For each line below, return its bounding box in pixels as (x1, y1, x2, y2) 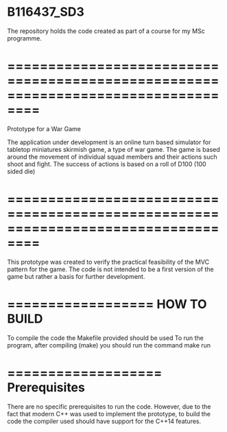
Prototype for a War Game (7, 124, 81, 133)
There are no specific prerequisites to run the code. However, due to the (7, 402, 211, 411)
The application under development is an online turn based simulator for (7, 138, 211, 146)
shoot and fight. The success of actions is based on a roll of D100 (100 (7, 159, 207, 168)
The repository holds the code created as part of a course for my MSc (7, 27, 206, 35)
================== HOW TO (7, 297, 207, 312)
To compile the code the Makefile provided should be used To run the (7, 334, 204, 342)
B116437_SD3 (7, 4, 84, 20)
